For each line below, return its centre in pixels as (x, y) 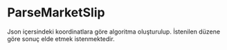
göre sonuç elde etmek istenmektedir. (61, 38)
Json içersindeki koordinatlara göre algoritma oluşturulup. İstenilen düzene (113, 32)
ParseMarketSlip (56, 13)
